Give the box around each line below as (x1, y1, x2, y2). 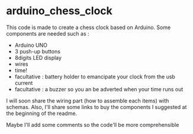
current (14, 79, 33, 87)
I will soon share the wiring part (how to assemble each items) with (6, 97, 169, 104)
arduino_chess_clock (6, 4, 112, 18)
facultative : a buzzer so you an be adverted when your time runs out (14, 85, 184, 92)
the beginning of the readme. (6, 110, 78, 117)
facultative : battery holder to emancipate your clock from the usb (14, 73, 176, 80)
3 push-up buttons (14, 47, 61, 55)
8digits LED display (14, 54, 62, 61)
